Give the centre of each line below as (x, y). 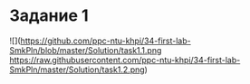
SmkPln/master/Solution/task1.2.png (77, 70)
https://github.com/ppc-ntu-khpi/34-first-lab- (106, 41)
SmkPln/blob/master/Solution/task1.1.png (86, 50)
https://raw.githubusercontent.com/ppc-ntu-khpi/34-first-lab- (125, 60)
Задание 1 (49, 16)
